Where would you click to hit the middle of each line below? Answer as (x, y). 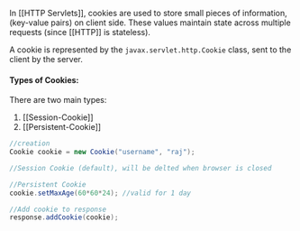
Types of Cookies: (44, 79)
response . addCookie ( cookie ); (64, 217)
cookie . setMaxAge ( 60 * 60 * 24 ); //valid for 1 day (100, 193)
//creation (30, 143)
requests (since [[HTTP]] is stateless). (80, 32)
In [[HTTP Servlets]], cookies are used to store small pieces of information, (148, 13)
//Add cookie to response (58, 209)
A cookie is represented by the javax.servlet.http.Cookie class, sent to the (150, 50)
